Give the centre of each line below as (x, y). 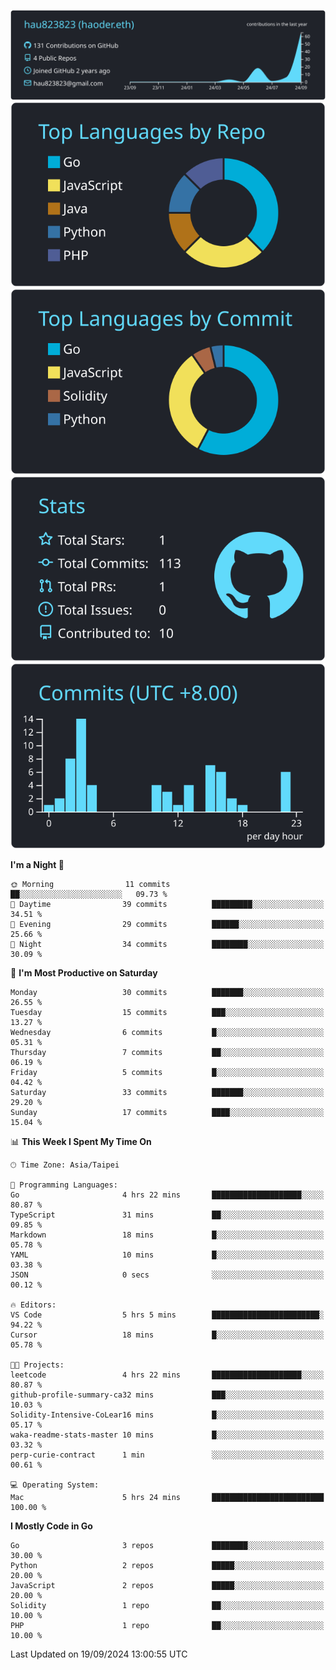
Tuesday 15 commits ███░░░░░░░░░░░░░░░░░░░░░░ (167, 1012)
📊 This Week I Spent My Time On (81, 1141)
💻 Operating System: (55, 1485)
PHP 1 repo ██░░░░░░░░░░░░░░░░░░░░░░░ (167, 1625)
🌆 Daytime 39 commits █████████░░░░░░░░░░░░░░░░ (167, 904)
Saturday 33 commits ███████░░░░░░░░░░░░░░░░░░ (167, 1092)
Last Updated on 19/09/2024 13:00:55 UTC (99, 1654)
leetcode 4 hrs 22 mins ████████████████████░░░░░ (167, 1375)
